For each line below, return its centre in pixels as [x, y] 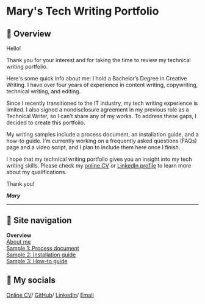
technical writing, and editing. [44, 91]
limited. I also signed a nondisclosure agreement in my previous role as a [98, 110]
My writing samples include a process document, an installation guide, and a [103, 134]
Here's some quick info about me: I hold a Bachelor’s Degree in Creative [97, 78]
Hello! [14, 48]
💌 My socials [31, 281]
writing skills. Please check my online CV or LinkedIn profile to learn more [99, 165]
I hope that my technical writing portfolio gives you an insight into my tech [99, 159]
